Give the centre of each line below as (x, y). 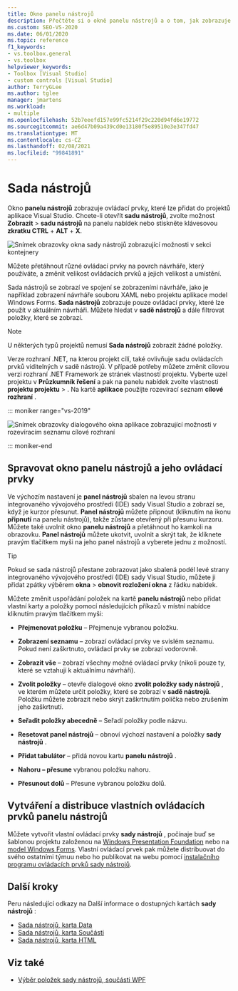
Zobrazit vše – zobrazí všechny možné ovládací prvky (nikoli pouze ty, (121, 663)
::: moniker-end (30, 445)
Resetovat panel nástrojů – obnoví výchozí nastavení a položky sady (119, 734)
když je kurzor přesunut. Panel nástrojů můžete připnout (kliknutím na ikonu (119, 512)
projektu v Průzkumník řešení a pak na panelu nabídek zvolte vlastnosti (113, 381)
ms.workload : (27, 107)
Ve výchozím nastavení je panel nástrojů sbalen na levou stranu (102, 497)
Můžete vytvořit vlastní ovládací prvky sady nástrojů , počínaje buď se (111, 834)
